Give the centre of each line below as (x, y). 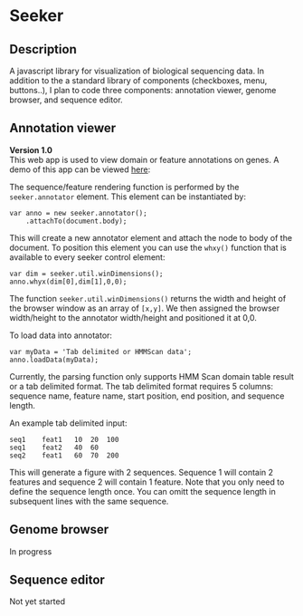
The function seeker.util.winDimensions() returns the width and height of (148, 298)
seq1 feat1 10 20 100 (64, 439)
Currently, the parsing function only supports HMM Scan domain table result (151, 376)
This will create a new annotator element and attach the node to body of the (151, 237)
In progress (31, 551)
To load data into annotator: (61, 335)
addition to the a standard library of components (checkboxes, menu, (138, 81)
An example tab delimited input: (68, 423)
